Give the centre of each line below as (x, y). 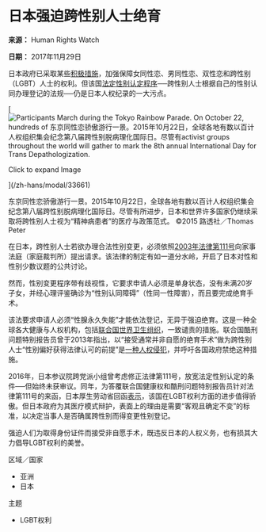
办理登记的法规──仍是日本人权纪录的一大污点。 (93, 93)
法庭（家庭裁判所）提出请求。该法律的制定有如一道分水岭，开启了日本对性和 (133, 256)
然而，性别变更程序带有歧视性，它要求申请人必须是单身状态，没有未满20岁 (131, 283)
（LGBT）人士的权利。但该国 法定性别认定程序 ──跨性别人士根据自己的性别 (129, 83)
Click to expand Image (45, 169)
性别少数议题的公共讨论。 (50, 266)
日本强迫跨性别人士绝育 (85, 16)
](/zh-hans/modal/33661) (49, 185)
